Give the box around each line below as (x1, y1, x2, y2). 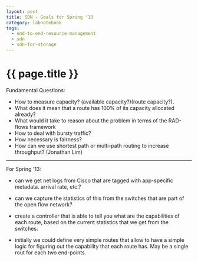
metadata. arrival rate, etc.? (14, 183, 81, 190)
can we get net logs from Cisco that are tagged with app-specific (14, 177, 174, 184)
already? (14, 111, 36, 118)
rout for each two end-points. (14, 249, 87, 256)
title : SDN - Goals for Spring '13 (6, 14, 94, 20)
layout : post (6, 8, 38, 15)
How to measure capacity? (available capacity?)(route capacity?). (14, 98, 174, 105)
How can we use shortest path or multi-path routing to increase (14, 142, 169, 149)
